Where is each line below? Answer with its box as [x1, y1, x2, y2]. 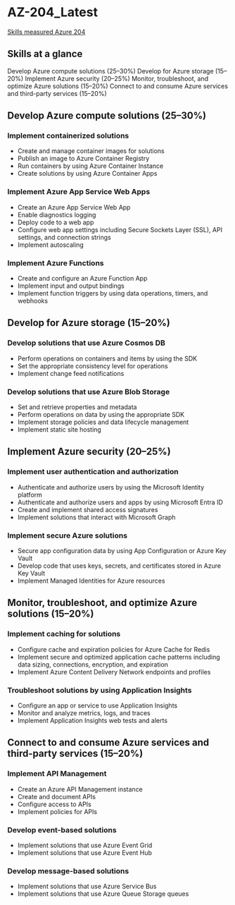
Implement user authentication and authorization [7, 467, 179, 477]
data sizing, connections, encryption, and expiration [17, 660, 169, 669]
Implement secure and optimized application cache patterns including [17, 652, 220, 661]
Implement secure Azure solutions [7, 530, 128, 540]
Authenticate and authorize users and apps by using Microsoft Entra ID [17, 498, 224, 506]
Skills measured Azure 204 [7, 28, 86, 36]
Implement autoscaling [17, 241, 84, 249]
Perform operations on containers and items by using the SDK [17, 354, 198, 363]
